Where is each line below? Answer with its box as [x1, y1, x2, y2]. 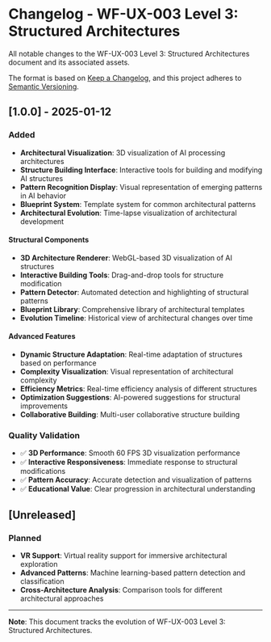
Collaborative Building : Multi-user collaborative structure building [19, 410, 240, 420]
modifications [19, 467, 66, 476]
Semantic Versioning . [8, 82, 79, 91]
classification [19, 577, 65, 586]
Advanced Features [8, 332, 76, 341]
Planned [8, 532, 42, 543]
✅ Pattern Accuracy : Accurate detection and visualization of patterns [19, 475, 252, 485]
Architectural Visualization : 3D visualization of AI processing [19, 147, 226, 158]
